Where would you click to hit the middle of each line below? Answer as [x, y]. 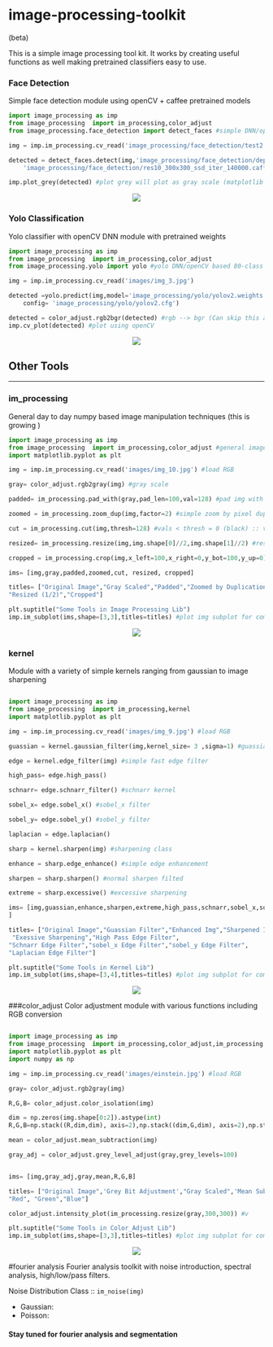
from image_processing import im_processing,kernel [100, 710]
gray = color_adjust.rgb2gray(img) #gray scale [89, 485]
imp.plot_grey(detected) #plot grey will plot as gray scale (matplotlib [136, 182]
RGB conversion [35, 1014]
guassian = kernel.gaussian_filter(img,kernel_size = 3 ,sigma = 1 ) [121, 746]
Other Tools [39, 367]
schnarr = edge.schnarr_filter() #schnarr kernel [92, 790]
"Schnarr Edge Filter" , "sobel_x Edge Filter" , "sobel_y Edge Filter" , [129, 945]
